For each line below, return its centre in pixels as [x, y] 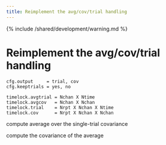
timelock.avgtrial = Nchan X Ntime [51, 97]
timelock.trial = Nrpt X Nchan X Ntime [60, 107]
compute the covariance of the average [55, 135]
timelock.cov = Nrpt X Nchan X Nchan [60, 113]
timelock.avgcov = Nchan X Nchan [51, 102]
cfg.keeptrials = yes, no [38, 87]
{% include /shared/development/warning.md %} [67, 29]
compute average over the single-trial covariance [67, 124]
